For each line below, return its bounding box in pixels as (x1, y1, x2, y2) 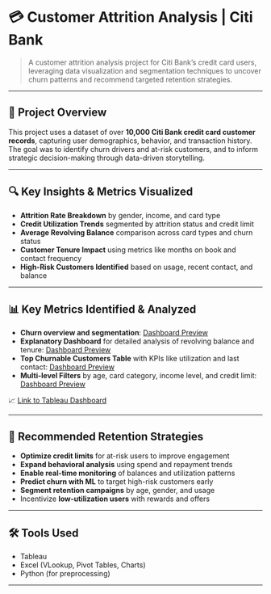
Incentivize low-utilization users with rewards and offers (19, 494, 211, 503)
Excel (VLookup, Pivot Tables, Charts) (19, 560, 146, 570)
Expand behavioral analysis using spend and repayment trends (19, 460, 233, 470)
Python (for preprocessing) (19, 569, 110, 578)
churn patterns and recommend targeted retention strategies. (27, 74, 232, 84)
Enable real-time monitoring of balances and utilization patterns (19, 468, 236, 478)
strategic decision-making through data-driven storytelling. (8, 153, 206, 162)
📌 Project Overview (8, 106, 107, 120)
